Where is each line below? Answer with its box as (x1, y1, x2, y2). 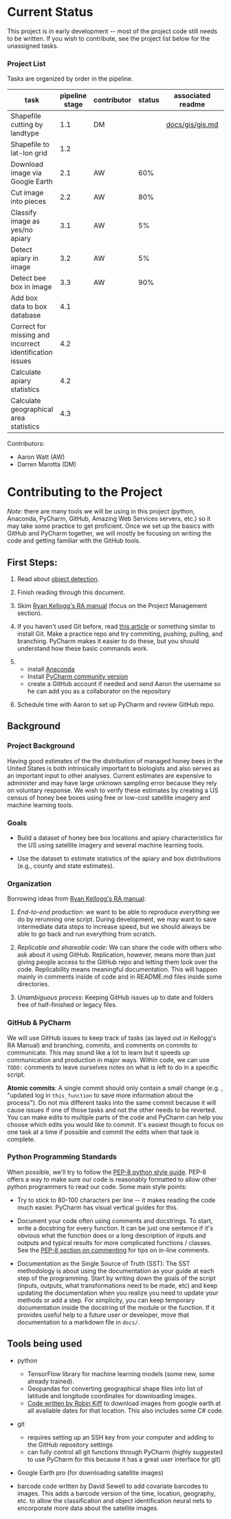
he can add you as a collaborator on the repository (27, 687, 171, 695)
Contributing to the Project (7, 484, 163, 500)
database (10, 311, 41, 320)
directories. (16, 980, 50, 988)
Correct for (10, 322, 47, 331)
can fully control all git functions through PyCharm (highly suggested (27, 1447, 223, 1456)
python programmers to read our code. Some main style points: (7, 1182, 187, 1190)
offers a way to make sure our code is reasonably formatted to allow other (7, 1175, 217, 1184)
